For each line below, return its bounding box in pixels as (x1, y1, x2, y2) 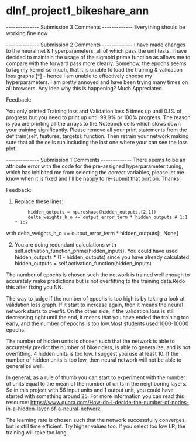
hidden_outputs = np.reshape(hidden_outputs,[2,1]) (27, 209, 157, 215)
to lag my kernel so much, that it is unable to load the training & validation (6, 66, 183, 73)
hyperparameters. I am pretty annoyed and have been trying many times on (6, 78, 188, 86)
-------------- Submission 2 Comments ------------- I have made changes (6, 41, 186, 48)
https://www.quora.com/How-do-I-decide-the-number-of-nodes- (30, 399, 189, 406)
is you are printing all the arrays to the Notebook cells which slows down (6, 120, 181, 127)
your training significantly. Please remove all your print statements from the (6, 126, 187, 133)
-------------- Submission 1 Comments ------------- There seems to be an (6, 156, 186, 163)
